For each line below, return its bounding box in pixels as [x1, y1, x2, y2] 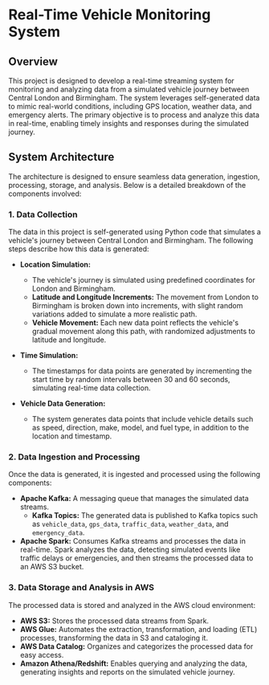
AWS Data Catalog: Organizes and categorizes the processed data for [19, 641, 254, 651]
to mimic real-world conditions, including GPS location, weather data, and [8, 102, 252, 111]
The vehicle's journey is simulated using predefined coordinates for [31, 275, 255, 285]
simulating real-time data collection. [31, 383, 151, 393]
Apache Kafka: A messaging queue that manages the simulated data [19, 494, 249, 504]
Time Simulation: [19, 351, 79, 361]
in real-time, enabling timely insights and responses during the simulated [8, 119, 249, 128]
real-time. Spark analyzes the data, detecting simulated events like [19, 544, 241, 555]
